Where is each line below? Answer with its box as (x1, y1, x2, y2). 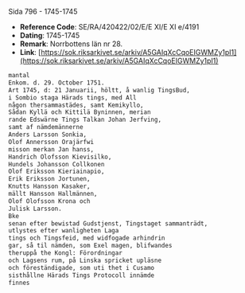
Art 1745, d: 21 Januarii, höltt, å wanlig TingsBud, (8, 86, 191, 94)
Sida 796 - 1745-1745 (8, 7, 78, 16)
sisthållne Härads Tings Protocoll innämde (8, 271, 155, 279)
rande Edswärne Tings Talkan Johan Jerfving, (8, 115, 161, 124)
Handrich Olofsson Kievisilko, (8, 153, 112, 161)
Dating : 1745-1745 (19, 31, 80, 40)
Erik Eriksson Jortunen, (8, 175, 91, 183)
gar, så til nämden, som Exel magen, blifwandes (8, 242, 173, 250)
